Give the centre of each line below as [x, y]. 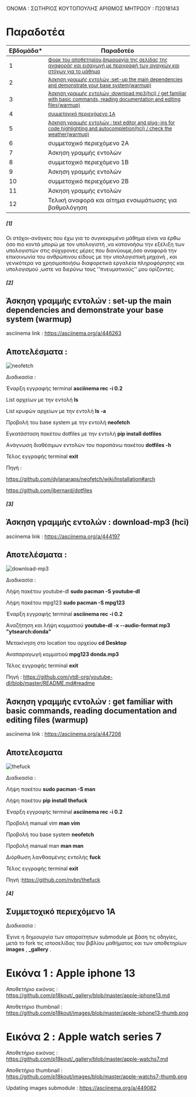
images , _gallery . [29, 950]
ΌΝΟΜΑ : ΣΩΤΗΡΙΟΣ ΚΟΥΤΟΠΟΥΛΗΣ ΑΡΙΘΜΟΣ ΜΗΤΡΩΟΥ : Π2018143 [93, 8]
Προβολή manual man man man [45, 845]
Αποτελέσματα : [36, 554]
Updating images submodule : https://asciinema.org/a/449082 [81, 1088]
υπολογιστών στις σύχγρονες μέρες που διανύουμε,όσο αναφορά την [91, 250]
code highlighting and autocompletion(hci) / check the [110, 128]
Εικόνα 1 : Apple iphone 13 [71, 973]
